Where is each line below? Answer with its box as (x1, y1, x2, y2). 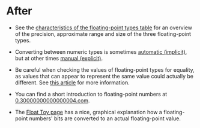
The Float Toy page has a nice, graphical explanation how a (14, 108, 162, 115)
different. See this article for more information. (14, 79, 130, 86)
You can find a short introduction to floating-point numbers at (14, 90, 168, 97)
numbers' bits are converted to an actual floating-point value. (29, 115, 181, 122)
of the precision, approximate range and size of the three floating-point (14, 30, 191, 37)
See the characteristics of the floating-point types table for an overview (14, 24, 192, 31)
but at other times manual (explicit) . (14, 54, 103, 62)
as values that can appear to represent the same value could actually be (14, 72, 194, 80)
